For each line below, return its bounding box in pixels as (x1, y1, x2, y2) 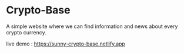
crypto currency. (6, 29, 46, 36)
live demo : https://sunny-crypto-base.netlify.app (6, 40, 125, 47)
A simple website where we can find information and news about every (6, 23, 178, 30)
